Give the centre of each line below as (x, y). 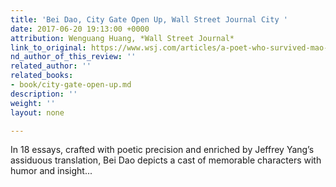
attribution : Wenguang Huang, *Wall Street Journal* (122, 38)
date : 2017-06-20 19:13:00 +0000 (80, 29)
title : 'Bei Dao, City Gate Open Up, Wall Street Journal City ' (149, 19)
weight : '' (33, 103)
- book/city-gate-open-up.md (71, 85)
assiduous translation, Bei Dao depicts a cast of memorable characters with (166, 160)
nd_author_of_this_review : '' (73, 57)
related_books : (42, 76)
